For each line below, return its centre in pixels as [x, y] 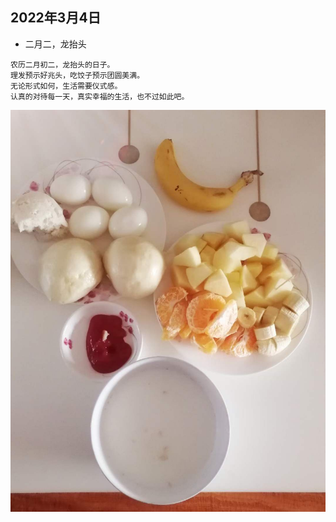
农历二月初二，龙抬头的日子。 [62, 64]
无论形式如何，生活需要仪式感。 [66, 86]
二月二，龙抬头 [55, 44]
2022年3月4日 [56, 18]
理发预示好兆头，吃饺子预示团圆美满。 [77, 75]
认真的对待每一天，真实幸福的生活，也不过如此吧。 [100, 96]
